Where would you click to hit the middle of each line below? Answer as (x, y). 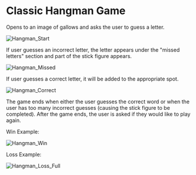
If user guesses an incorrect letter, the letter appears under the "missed (93, 50)
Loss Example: (24, 154)
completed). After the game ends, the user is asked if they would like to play (98, 114)
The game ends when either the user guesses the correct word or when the (98, 102)
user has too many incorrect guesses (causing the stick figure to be (88, 107)
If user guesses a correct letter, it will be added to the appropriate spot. (92, 79)
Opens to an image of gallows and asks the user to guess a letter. (85, 27)
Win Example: (23, 132)
